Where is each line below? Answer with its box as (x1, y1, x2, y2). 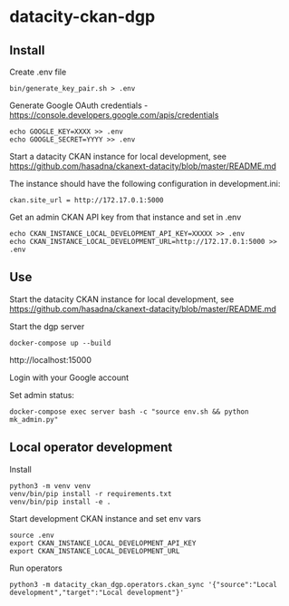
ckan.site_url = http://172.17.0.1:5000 (9, 196, 165, 205)
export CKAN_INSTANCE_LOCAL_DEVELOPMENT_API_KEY (9, 538, 197, 548)
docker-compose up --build (9, 338, 111, 347)
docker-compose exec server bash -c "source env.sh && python (9, 406, 249, 416)
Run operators (9, 562, 63, 573)
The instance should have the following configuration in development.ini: (9, 179, 281, 189)
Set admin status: (9, 389, 75, 400)
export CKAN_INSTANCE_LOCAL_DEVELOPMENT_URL (9, 546, 180, 555)
